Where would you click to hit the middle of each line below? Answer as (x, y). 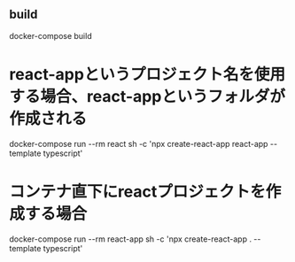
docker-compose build (50, 35)
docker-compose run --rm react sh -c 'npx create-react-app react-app (139, 143)
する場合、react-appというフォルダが (147, 96)
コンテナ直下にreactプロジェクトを (137, 192)
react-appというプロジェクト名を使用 (147, 74)
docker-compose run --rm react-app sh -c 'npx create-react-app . (131, 239)
